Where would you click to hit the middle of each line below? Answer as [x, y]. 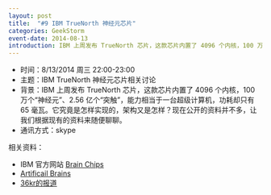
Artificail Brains [45, 173]
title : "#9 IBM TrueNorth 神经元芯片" [72, 23]
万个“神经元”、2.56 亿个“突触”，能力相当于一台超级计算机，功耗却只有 [137, 100]
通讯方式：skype [48, 131]
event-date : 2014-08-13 [48, 38]
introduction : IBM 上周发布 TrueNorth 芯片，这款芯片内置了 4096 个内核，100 [131, 46]
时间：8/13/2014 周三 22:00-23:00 [77, 70]
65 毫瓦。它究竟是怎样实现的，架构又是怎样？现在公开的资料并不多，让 [138, 110]
